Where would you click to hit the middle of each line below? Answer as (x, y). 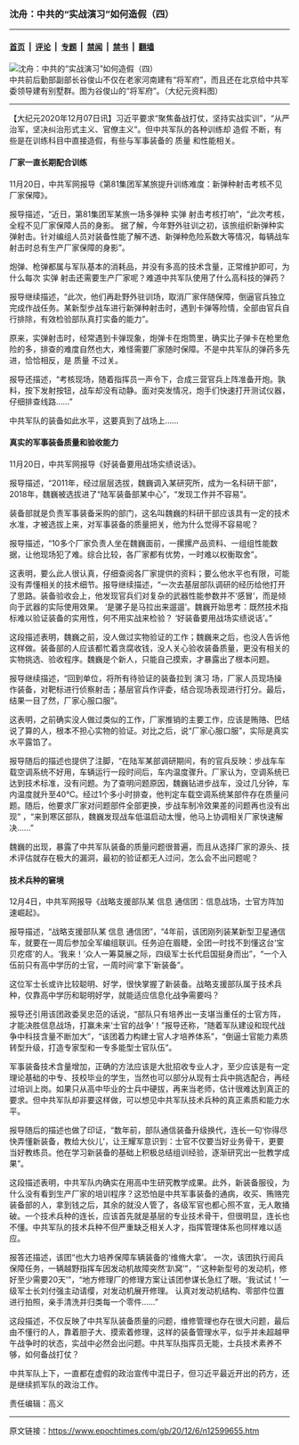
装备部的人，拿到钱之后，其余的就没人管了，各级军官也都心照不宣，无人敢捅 (149, 1205)
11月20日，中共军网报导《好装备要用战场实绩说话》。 (105, 464)
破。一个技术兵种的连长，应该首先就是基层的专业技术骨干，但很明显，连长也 (149, 1217)
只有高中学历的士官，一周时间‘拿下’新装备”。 (106, 965)
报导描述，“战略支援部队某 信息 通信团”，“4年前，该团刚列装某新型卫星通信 (148, 932)
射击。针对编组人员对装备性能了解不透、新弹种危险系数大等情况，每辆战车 (153, 236)
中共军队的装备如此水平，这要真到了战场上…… (94, 420)
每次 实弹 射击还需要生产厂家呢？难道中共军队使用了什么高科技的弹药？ (155, 278)
